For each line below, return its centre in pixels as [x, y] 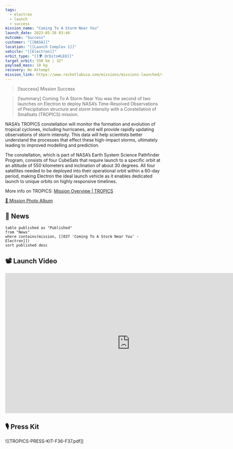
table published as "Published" [39, 228]
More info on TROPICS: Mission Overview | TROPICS [59, 191]
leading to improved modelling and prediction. [52, 145]
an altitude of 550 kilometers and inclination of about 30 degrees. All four [80, 165]
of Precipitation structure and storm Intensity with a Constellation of [87, 109]
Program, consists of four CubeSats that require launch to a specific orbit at [83, 160]
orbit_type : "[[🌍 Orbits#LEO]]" [39, 56]
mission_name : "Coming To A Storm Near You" [52, 28]
